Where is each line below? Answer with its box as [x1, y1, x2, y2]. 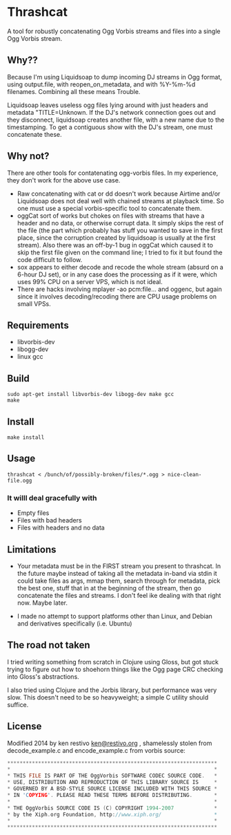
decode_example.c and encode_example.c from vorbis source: [7, 746, 186, 754]
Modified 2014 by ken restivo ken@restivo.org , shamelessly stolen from [7, 739, 212, 747]
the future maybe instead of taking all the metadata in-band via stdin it [17, 569, 217, 577]
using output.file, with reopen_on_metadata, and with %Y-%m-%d [7, 80, 196, 88]
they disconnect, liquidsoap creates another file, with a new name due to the [7, 115, 225, 124]
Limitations [7, 543, 57, 555]
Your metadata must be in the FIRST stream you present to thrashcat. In [17, 561, 221, 570]
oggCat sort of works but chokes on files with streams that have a [17, 212, 205, 220]
